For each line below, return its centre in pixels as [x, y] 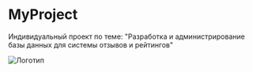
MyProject [43, 15]
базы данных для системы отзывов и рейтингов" [91, 44]
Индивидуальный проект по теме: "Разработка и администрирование [126, 36]
